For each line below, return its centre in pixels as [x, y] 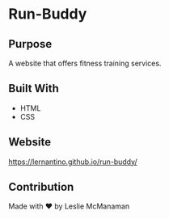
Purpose [30, 44]
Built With [34, 88]
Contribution [41, 187]
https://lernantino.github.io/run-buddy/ [73, 162]
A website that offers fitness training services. [85, 63]
